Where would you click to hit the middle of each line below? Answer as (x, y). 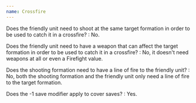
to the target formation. (34, 82)
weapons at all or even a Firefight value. (54, 58)
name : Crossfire (26, 11)
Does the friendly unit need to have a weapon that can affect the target (92, 46)
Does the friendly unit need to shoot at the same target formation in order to (98, 28)
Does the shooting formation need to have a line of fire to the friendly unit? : (98, 70)
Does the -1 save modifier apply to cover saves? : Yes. (72, 94)
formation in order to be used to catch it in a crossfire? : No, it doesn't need (97, 52)
